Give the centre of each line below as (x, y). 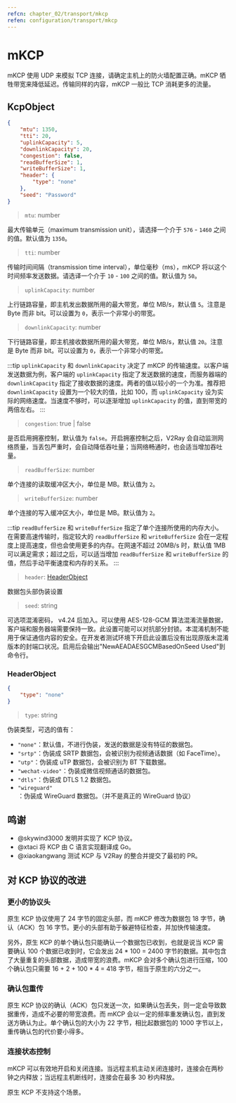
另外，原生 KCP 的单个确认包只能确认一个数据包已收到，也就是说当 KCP (112, 943)
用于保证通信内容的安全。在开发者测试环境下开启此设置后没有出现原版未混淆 (118, 637)
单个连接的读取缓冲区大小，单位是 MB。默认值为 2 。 (83, 484)
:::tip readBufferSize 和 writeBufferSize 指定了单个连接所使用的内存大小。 (115, 528)
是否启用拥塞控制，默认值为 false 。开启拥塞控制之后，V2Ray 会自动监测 (112, 438)
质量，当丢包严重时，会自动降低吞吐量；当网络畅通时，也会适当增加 (112, 447)
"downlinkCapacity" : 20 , (56, 149)
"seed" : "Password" (48, 195)
